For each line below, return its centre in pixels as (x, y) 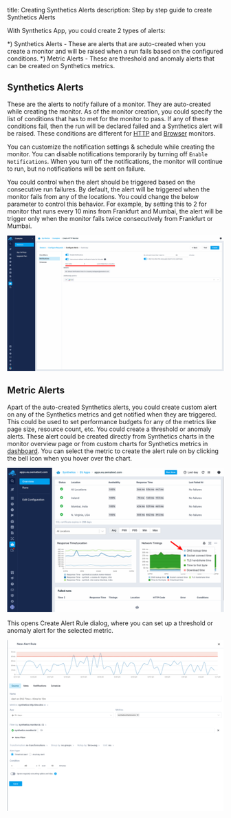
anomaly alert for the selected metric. (60, 631)
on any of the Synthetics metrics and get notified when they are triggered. (112, 414)
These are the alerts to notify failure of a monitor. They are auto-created (109, 104)
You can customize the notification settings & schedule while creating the (111, 147)
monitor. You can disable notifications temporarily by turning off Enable (108, 154)
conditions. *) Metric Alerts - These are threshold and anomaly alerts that (111, 59)
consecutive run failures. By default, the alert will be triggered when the (109, 189)
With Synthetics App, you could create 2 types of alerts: (87, 31)
